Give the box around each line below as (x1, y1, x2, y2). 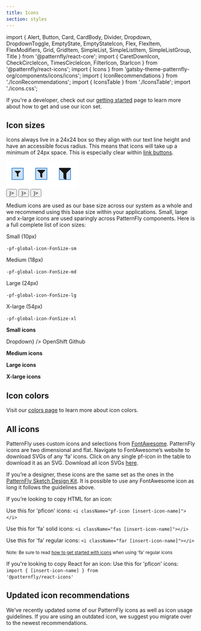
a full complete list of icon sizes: (6, 221, 86, 228)
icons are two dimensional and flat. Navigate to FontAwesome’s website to (6, 446, 190, 453)
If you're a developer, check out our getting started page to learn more (6, 96, 182, 104)
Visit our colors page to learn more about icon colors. (6, 407, 138, 414)
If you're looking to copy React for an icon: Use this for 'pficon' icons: (6, 560, 179, 567)
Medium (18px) (6, 256, 43, 263)
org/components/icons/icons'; (6, 72, 81, 79)
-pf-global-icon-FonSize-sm (6, 246, 77, 252)
